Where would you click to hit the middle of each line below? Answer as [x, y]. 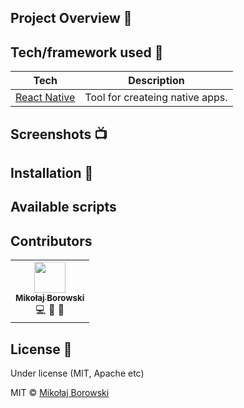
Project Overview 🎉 [71, 18]
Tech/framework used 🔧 [87, 52]
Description [156, 81]
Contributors [51, 241]
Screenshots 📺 [59, 134]
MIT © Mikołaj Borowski [60, 392]
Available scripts [63, 207]
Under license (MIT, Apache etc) [77, 373]
